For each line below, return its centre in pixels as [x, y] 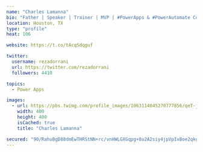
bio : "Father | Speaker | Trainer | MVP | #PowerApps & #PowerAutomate [98, 17]
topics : [16, 84]
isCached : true [36, 122]
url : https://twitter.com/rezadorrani [61, 67]
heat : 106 [19, 34]
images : [16, 100]
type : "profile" [27, 29]
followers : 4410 [32, 73]
